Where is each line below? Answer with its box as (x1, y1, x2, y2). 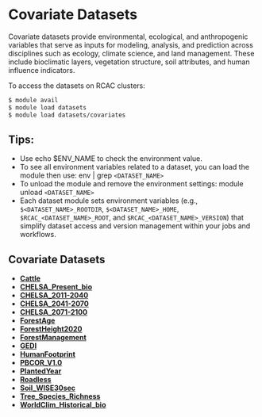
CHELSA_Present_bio (19, 282, 93, 292)
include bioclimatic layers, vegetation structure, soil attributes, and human (8, 57, 250, 67)
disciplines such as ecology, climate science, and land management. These (8, 48, 255, 58)
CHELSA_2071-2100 (19, 308, 88, 317)
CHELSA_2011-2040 (19, 291, 89, 300)
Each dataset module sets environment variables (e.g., (19, 196, 198, 205)
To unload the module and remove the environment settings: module (19, 179, 244, 189)
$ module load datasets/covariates (8, 111, 126, 119)
